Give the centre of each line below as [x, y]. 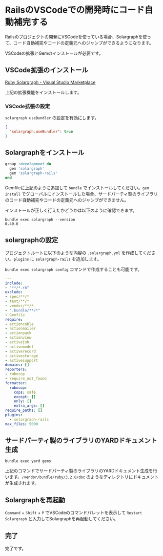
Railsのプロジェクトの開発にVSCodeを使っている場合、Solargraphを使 [76, 37]
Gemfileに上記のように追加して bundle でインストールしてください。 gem [77, 188]
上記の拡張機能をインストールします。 [43, 92]
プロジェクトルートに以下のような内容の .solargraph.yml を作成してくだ [78, 253]
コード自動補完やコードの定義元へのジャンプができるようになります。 [83, 43]
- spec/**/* [17, 297]
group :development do [28, 164]
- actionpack [18, 333]
